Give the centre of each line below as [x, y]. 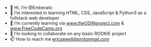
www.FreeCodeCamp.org [36, 28]
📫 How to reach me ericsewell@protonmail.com [60, 39]
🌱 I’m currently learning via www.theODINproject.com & [67, 23]
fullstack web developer [35, 18]
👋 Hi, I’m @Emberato [31, 8]
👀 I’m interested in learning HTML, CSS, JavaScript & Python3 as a [78, 13]
